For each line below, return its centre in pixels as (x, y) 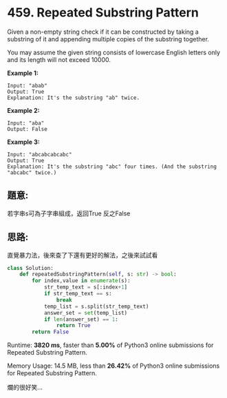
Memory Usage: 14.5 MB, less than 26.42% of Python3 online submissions (113, 366)
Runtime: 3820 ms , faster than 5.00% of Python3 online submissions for (110, 345)
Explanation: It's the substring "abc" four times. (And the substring (112, 167)
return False (51, 332)
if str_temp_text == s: (78, 294)
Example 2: (23, 110)
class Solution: (30, 268)
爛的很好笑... (25, 388)
